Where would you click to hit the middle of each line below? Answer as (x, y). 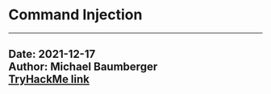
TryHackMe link (49, 79)
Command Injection (75, 15)
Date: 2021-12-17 (52, 54)
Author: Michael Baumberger (83, 67)
